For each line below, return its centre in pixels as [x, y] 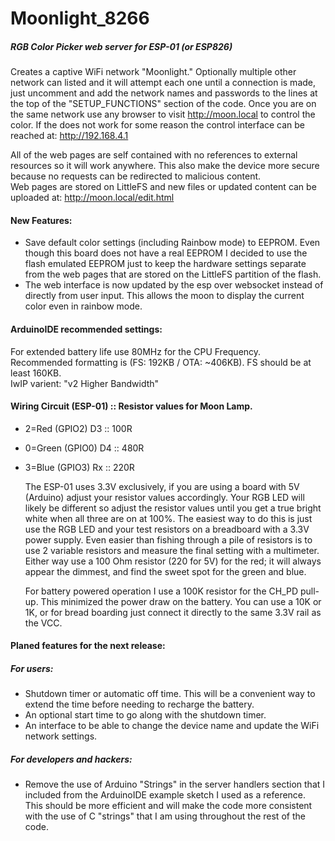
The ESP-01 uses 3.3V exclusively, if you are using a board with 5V [162, 486]
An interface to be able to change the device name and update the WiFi [172, 726]
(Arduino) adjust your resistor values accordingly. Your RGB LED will [164, 497]
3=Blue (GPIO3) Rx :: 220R [79, 467]
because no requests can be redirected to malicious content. [136, 176]
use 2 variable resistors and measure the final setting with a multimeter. [172, 550]
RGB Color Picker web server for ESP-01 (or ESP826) [121, 46]
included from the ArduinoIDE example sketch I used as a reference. [165, 795]
